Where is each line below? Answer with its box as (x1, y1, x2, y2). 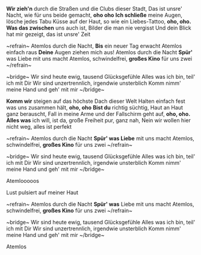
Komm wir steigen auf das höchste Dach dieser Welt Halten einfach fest (6, 97, 185, 105)
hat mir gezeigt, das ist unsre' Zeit (6, 31, 91, 38)
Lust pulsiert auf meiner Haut (6, 189, 79, 196)
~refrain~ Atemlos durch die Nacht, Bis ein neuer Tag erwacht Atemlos (6, 42, 182, 49)
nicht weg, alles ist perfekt (6, 123, 72, 130)
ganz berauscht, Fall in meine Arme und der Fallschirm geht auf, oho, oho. (6, 111, 191, 117)
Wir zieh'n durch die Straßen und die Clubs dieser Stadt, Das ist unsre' (6, 5, 182, 12)
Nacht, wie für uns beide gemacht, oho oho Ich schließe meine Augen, (6, 11, 182, 19)
